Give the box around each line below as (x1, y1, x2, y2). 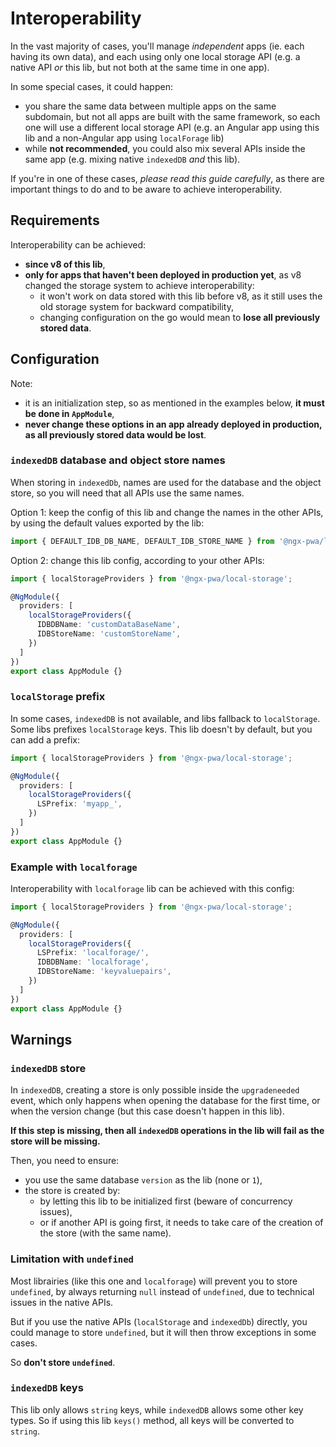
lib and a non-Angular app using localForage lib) (24, 132, 225, 144)
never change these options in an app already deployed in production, (24, 418, 323, 430)
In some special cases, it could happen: (10, 80, 173, 92)
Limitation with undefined (10, 1252, 134, 1266)
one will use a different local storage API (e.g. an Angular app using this (24, 121, 320, 133)
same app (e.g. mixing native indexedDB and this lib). (24, 153, 241, 165)
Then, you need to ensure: (10, 1155, 120, 1167)
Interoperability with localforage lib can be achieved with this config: (10, 882, 295, 894)
